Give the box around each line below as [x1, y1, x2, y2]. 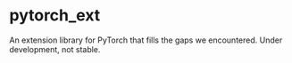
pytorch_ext [9, 5, 101, 26]
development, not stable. [9, 43, 101, 54]
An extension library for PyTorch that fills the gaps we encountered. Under [9, 35, 283, 45]
